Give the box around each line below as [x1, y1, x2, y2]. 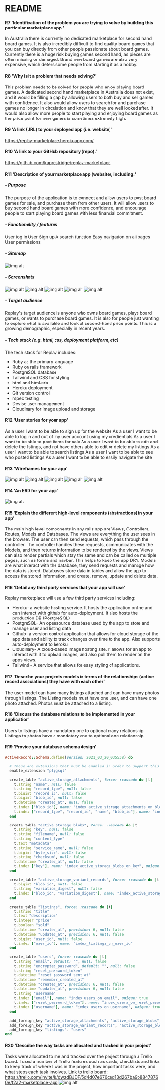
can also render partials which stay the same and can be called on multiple [5, 552, 157, 558]
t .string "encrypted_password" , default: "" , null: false [14, 964, 135, 969]
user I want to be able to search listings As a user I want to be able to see [5, 449, 153, 455]
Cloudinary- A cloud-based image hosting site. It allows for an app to [12, 647, 152, 652]
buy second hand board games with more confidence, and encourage [5, 205, 147, 211]
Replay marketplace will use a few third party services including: [5, 595, 136, 601]
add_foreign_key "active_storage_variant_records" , [9, 1023, 118, 1028]
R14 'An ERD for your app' [5, 488, 58, 494]
